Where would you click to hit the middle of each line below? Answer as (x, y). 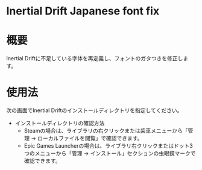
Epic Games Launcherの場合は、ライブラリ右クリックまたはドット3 (108, 146)
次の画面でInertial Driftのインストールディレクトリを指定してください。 (94, 110)
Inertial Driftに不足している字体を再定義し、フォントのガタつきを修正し (95, 58)
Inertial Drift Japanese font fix (83, 11)
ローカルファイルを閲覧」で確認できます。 (90, 138)
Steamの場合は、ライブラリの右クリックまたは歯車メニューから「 (106, 131)
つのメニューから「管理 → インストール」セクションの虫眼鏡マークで (110, 153)
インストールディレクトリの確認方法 (60, 123)
